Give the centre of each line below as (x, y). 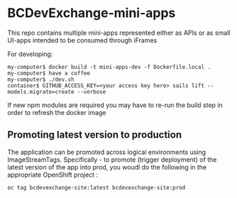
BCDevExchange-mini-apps (92, 13)
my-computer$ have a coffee (49, 73)
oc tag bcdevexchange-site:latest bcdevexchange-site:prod (97, 187)
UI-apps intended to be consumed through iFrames (82, 40)
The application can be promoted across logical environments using (107, 152)
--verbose (92, 92)
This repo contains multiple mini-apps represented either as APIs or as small (119, 33)
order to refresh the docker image (57, 112)
